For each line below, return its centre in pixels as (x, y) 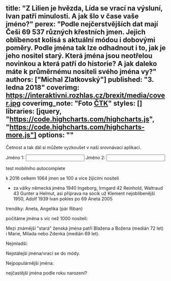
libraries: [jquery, (34, 111)
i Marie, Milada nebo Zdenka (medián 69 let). (53, 233)
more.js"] (21, 135)
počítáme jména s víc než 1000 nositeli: (47, 218)
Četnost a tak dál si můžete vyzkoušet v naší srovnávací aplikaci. (74, 147)
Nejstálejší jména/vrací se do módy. (43, 253)
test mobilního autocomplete (36, 168)
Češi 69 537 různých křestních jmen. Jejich (76, 32)
